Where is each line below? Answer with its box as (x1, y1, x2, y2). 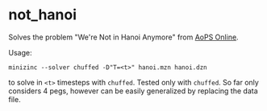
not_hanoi (8, 6, 77, 24)
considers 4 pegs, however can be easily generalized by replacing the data (8, 86, 258, 96)
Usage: (8, 47, 32, 57)
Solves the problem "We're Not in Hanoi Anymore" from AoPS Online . (8, 32, 240, 42)
